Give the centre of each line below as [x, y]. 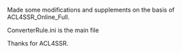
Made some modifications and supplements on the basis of [91, 10]
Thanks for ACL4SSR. [38, 43]
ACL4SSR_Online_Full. [38, 17]
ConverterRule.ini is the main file [53, 30]
